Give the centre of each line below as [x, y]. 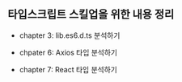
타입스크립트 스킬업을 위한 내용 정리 [91, 14]
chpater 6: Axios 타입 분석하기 [68, 52]
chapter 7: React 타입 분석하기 [68, 69]
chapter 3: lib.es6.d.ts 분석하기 [70, 35]
